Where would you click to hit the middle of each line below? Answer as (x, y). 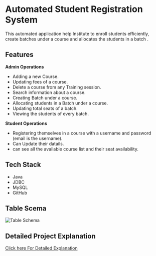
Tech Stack (23, 165)
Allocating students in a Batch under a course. (60, 103)
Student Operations (26, 123)
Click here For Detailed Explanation (41, 248)
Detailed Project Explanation (51, 236)
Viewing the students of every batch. (51, 113)
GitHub (20, 192)
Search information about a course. (49, 92)
